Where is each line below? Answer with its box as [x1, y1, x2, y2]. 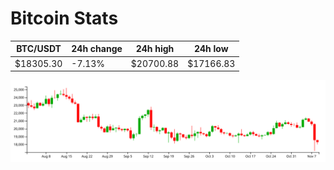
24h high [135, 43, 175, 55]
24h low [193, 43, 229, 55]
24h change [71, 43, 123, 55]
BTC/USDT [16, 43, 62, 55]
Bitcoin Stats [10, 7, 119, 30]
